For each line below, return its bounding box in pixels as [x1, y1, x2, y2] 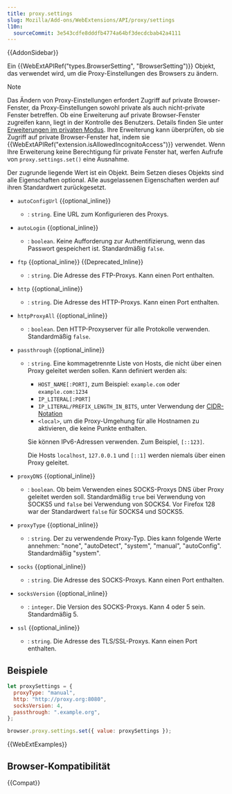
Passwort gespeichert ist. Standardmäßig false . [27, 244, 165, 253]
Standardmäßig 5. [27, 610, 79, 619]
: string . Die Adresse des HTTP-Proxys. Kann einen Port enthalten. [27, 298, 220, 307]
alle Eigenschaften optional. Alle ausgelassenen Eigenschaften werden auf [7, 176, 220, 184]
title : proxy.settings [7, 10, 73, 17]
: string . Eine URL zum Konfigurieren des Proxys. [27, 210, 169, 218]
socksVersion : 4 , [13, 702, 64, 709]
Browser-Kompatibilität [7, 760, 111, 772]
